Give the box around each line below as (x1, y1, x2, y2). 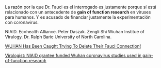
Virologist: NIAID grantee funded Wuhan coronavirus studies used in (5, 53, 142, 58)
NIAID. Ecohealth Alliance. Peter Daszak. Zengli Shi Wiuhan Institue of (5, 29, 145, 34)
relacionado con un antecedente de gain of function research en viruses (5, 9, 151, 15)
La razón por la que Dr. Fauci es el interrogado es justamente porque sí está (5, 4, 157, 10)
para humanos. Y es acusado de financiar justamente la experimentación (5, 14, 151, 20)
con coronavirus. (5, 19, 39, 25)
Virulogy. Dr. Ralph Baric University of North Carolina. (5, 34, 112, 40)
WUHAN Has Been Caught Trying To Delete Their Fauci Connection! (5, 43, 141, 49)
